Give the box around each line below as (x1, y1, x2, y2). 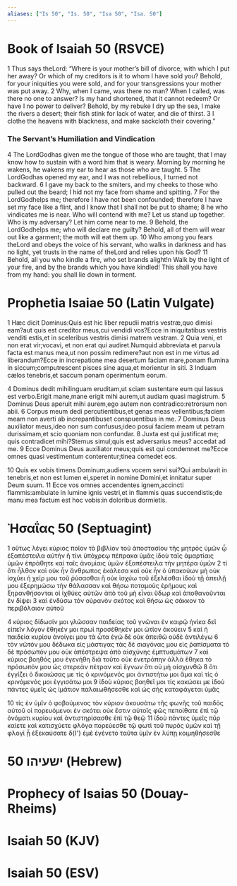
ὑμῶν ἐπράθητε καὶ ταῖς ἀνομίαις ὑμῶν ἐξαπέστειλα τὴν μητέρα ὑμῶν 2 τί (7, 558, 228, 567)
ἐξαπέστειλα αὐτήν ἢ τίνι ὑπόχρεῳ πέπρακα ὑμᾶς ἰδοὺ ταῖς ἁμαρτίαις (7, 551, 214, 560)
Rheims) (7, 801, 57, 817)
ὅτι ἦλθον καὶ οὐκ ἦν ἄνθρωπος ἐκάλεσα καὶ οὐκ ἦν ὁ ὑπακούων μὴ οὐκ (7, 566, 220, 575)
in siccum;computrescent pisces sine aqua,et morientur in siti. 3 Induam (7, 363, 217, 371)
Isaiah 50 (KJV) (7, 833, 100, 849)
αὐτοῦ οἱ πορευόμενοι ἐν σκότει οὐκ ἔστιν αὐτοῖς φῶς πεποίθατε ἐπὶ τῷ (7, 706, 219, 714)
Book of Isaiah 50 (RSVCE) (7, 40, 165, 56)
